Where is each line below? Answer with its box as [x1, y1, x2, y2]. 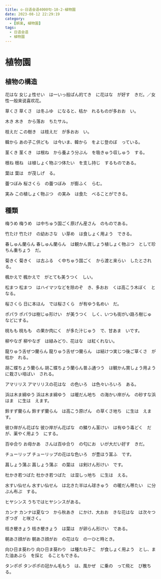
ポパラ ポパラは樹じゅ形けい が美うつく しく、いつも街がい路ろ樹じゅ [5, 311, 152, 317]
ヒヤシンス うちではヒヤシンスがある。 [5, 499, 83, 504]
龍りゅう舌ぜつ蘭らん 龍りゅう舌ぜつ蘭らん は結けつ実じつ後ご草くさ [5, 348, 147, 354]
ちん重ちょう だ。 [5, 247, 44, 253]
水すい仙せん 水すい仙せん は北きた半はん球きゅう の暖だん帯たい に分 [5, 482, 156, 488]
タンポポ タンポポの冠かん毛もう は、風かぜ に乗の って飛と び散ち [5, 562, 151, 568]
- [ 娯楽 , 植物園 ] [9, 20, 41, 26]
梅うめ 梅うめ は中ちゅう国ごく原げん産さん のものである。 [5, 220, 130, 226]
